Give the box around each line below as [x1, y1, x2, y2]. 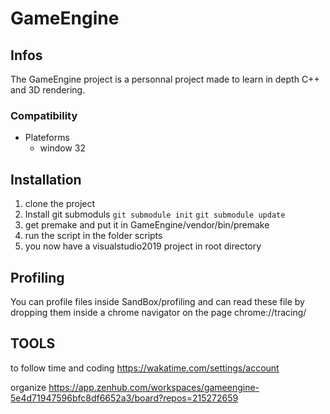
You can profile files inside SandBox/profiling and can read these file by [10, 295, 305, 307]
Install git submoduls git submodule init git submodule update [24, 208, 286, 221]
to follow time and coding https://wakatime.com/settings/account [10, 362, 280, 374]
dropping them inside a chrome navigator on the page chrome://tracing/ [10, 306, 307, 318]
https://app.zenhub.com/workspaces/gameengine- [48, 381, 260, 393]
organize [10, 381, 47, 393]
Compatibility [10, 108, 78, 122]
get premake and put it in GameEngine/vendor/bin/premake [24, 219, 270, 231]
